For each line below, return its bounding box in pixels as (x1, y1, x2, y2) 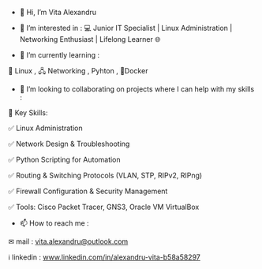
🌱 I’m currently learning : (19, 50, 100, 59)
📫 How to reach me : (19, 219, 89, 228)
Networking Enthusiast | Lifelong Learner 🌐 (19, 35, 161, 43)
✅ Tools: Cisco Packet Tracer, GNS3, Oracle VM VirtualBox (8, 202, 200, 211)
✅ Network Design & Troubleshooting (8, 139, 130, 148)
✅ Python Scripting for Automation (8, 155, 121, 164)
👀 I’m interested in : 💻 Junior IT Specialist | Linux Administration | (19, 24, 233, 32)
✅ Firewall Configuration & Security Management (8, 186, 168, 196)
